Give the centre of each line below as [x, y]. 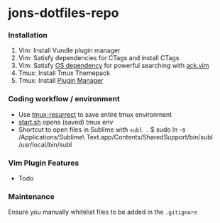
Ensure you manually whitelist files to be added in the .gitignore [103, 212]
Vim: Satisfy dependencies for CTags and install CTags [99, 58]
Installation [28, 35]
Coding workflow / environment [64, 99]
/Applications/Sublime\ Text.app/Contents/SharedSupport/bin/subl [116, 137]
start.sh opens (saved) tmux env [66, 122]
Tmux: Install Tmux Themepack [64, 73]
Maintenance [32, 196]
